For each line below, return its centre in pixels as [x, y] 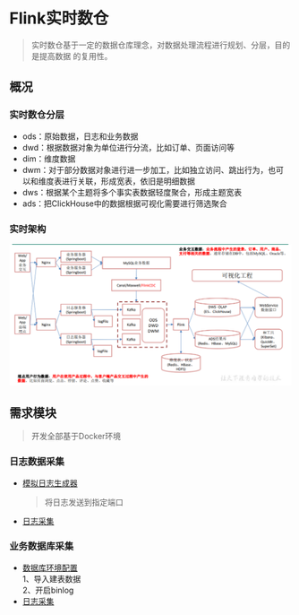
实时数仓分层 [37, 115]
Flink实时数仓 [59, 18]
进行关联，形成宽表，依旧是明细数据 [128, 181]
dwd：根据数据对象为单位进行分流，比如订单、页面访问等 [128, 147]
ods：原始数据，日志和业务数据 [80, 136]
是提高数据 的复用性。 [72, 56]
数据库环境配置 [50, 567]
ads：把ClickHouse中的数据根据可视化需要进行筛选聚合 [124, 204]
